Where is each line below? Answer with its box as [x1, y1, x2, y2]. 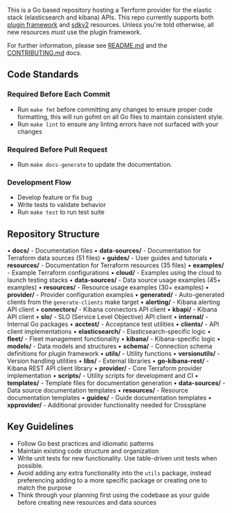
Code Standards [7, 69, 79, 80]
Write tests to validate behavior [17, 201, 107, 209]
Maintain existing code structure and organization [17, 447, 159, 455]
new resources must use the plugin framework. [7, 28, 142, 36]
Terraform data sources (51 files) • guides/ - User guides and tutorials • [7, 254, 213, 262]
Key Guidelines [7, 421, 74, 433]
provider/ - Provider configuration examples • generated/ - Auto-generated [7, 291, 225, 299]
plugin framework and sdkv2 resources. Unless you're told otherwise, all [7, 21, 215, 28]
